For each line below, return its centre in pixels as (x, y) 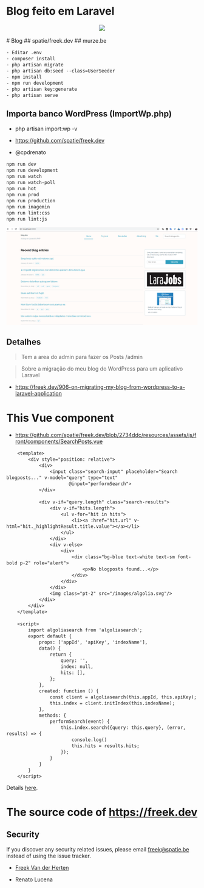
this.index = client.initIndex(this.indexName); (112, 703)
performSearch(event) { (80, 721)
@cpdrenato (31, 152)
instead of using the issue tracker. (49, 856)
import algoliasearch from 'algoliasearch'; (85, 630)
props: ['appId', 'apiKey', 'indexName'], (93, 642)
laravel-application (38, 393)
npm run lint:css (28, 213)
